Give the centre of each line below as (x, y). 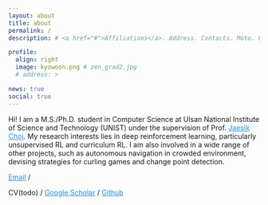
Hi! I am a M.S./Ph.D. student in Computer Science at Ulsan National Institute (134, 119)
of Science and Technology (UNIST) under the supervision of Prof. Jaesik (129, 128)
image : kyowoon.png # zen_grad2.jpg (76, 67)
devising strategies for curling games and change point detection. (116, 161)
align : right (37, 60)
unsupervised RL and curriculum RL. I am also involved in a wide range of (129, 144)
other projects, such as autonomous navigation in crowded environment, (127, 153)
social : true (30, 97)
